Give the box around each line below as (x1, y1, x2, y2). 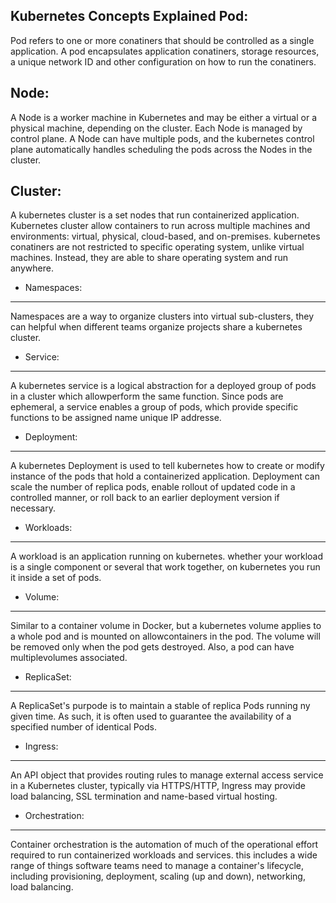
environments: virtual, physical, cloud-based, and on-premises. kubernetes (10, 230, 321, 243)
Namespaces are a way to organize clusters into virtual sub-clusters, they (10, 310, 315, 323)
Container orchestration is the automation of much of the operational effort (10, 839, 319, 851)
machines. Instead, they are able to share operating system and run (10, 252, 289, 264)
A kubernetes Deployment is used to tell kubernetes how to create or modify (10, 460, 325, 472)
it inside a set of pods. (10, 572, 102, 584)
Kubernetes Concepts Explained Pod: (10, 8, 249, 25)
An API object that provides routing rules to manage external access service (10, 769, 324, 781)
